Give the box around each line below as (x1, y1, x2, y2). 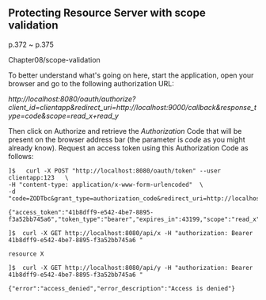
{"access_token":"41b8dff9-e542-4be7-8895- (8, 208, 154, 216)
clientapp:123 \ (8, 173, 69, 181)
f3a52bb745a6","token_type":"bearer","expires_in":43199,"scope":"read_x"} (8, 215, 264, 223)
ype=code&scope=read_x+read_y (8, 111, 119, 120)
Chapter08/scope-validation (8, 55, 101, 64)
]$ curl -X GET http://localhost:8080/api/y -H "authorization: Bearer (8, 264, 253, 272)
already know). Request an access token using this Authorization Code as (8, 142, 249, 153)
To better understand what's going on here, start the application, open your (8, 70, 254, 80)
